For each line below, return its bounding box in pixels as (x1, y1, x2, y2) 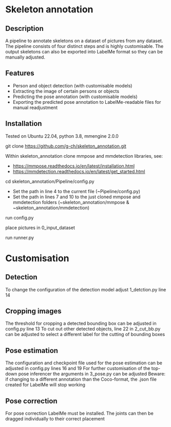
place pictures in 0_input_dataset (5, 225, 75, 231)
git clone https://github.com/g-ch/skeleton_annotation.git (5, 143, 127, 149)
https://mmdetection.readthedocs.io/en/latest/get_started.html (12, 168, 145, 174)
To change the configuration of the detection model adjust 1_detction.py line (5, 286, 166, 292)
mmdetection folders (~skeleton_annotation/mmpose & (12, 199, 129, 205)
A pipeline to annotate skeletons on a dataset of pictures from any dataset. (5, 38, 163, 44)
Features (5, 69, 34, 78)
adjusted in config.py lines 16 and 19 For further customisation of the (5, 365, 150, 372)
